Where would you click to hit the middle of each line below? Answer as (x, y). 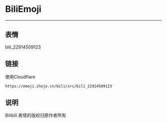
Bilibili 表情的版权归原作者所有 (36, 116)
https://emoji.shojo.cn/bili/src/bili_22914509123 (59, 86)
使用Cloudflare (20, 77)
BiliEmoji (23, 9)
